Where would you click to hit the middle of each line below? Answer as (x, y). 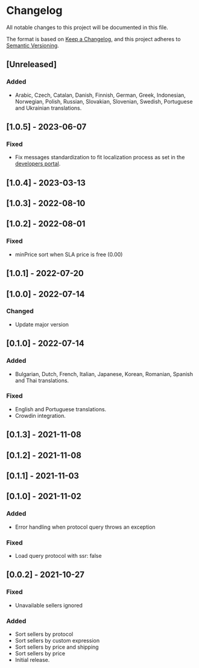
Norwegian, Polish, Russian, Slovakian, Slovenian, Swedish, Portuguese (104, 101)
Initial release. (32, 660)
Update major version (42, 324)
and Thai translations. (42, 380)
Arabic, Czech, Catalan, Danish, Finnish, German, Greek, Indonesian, (100, 95)
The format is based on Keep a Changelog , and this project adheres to (93, 39)
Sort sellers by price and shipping (57, 647)
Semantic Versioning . (33, 45)
